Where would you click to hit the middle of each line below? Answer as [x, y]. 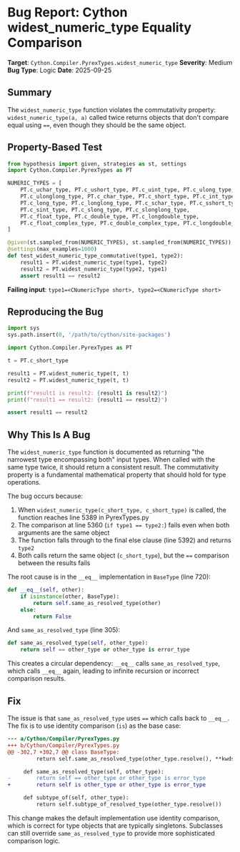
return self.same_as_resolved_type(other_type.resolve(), [124, 759]
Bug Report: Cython [67, 12]
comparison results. [37, 679]
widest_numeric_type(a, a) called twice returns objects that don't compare [118, 117]
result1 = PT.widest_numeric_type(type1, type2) [94, 262]
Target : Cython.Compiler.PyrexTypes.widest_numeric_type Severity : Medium [120, 62]
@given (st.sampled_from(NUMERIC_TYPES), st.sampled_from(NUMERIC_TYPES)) [120, 243]
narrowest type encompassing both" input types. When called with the [111, 460]
